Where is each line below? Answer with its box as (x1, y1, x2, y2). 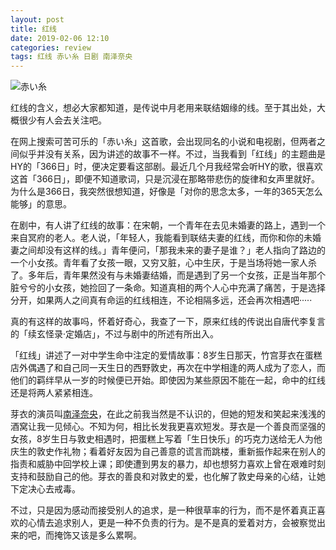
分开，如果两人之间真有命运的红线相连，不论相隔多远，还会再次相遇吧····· (10, 294, 313, 306)
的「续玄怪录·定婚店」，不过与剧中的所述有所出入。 (10, 328, 220, 340)
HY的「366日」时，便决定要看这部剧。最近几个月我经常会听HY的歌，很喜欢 (10, 161, 323, 173)
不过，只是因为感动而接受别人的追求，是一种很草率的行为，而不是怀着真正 (10, 504, 317, 516)
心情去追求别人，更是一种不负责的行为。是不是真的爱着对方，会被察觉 (27, 517, 317, 529)
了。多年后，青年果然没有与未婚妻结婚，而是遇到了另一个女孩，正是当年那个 (10, 269, 326, 281)
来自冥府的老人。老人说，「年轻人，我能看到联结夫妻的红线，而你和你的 (10, 232, 304, 244)
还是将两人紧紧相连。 (10, 387, 98, 399)
